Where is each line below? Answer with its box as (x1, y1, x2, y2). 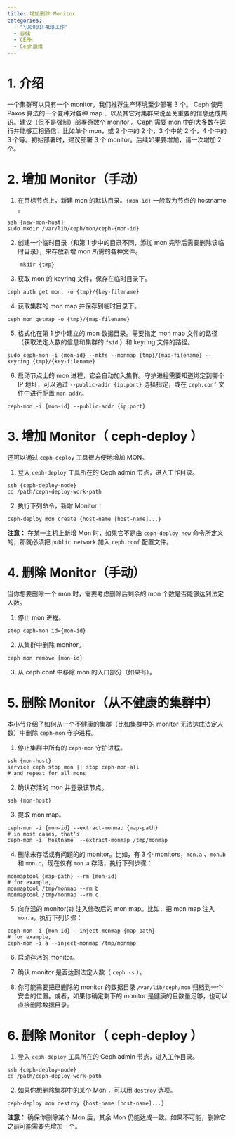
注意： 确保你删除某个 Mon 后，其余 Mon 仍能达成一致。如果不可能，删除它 (7, 1113, 227, 1122)
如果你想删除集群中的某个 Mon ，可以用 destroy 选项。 (17, 1086, 177, 1094)
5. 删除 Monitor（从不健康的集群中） (7, 695, 219, 711)
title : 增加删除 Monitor (7, 10, 76, 18)
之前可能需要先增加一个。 (7, 1122, 81, 1130)
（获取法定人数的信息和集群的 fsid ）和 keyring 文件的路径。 (17, 337, 194, 346)
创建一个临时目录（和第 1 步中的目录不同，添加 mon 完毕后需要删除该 (17, 238, 219, 246)
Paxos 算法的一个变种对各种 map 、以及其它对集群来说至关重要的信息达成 (7, 108, 221, 117)
